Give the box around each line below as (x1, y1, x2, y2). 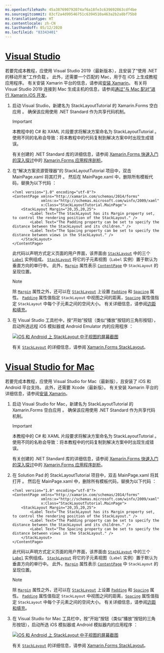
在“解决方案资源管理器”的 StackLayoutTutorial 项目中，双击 (12, 167, 132, 174)
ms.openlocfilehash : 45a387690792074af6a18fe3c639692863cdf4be (5, 7, 137, 12)
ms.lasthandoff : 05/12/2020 (5, 25, 63, 30)
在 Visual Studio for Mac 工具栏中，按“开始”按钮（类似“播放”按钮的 (12, 615, 147, 621)
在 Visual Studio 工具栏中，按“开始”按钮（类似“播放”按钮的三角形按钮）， (12, 317, 158, 323)
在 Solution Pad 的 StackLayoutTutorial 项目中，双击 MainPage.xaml (12, 472, 149, 478)
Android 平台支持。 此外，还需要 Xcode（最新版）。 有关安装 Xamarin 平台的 (5, 384, 159, 390)
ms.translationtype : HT (5, 16, 54, 21)
